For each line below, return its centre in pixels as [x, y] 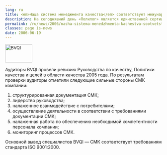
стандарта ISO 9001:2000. [33, 147]
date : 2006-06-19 [23, 33]
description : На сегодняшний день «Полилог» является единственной [77, 19]
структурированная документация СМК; [56, 95]
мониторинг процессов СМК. [43, 132]
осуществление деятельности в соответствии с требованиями [79, 111]
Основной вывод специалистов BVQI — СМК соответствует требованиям [83, 142]
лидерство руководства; [39, 100]
